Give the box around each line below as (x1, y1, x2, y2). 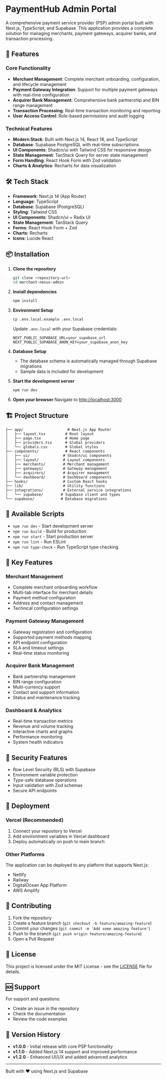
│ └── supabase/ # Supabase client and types (5, 492, 121, 497)
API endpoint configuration (12, 639, 68, 645)
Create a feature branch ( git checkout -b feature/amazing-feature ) (12, 920, 152, 926)
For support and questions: (5, 996, 61, 1002)
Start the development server (12, 378, 75, 384)
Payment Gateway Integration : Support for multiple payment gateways (12, 87, 158, 92)
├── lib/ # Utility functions (5, 483, 105, 488)
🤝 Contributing (5, 901, 52, 910)
